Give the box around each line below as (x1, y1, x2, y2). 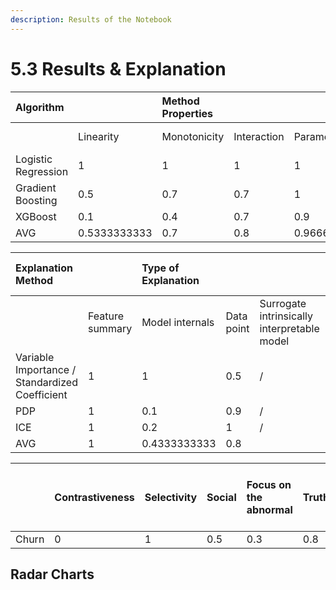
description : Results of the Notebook (10, 14, 172, 25)
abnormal (246, 502, 293, 516)
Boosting (15, 193, 58, 207)
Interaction (233, 129, 285, 143)
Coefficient (15, 387, 68, 401)
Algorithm (15, 100, 65, 114)
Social (206, 490, 237, 504)
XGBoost (15, 209, 57, 223)
